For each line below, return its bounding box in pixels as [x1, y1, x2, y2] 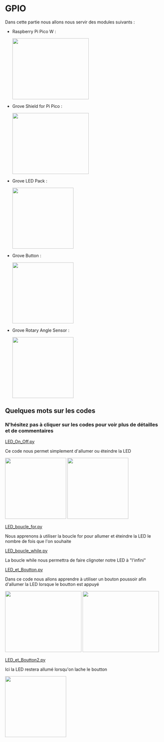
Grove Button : [12, 252, 41, 259]
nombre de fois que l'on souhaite [5, 538, 72, 544]
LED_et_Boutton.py [5, 566, 43, 572]
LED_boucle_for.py [5, 523, 42, 529]
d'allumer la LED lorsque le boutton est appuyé [5, 581, 99, 587]
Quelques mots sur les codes [5, 407, 96, 415]
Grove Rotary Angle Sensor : [12, 327, 70, 333]
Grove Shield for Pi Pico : [12, 103, 62, 109]
